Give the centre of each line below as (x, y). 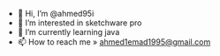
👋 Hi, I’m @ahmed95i (56, 14)
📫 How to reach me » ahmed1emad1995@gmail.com (114, 42)
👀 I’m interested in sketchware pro (80, 23)
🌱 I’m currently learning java (68, 32)
